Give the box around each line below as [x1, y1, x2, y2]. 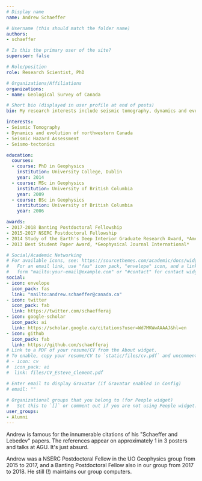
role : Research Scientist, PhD [6, 69, 85, 75]
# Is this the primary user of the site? [6, 48, 112, 54]
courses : [11, 158, 34, 164]
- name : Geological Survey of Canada [6, 92, 101, 98]
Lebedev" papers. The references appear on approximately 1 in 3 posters [6, 437, 188, 444]
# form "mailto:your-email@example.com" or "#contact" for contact [6, 269, 185, 275]
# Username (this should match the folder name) [6, 25, 130, 31]
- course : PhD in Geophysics [11, 163, 85, 169]
